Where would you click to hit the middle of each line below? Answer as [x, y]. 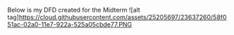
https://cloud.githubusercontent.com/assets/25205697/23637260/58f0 [123, 17]
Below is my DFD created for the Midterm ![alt [74, 10]
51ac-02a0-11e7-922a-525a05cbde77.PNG [70, 24]
